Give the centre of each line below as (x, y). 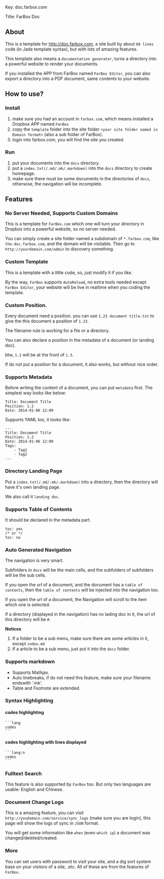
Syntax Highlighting (29, 701)
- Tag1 (21, 450)
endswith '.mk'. (27, 683)
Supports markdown (30, 661)
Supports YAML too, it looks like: (38, 420)
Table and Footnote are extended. (46, 688)
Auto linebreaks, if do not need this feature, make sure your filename (81, 678)
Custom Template (27, 262)
